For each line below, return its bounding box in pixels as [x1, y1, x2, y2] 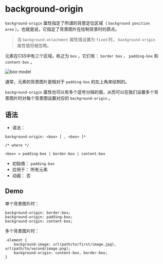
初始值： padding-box [12, 160, 55, 166]
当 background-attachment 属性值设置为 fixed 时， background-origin [17, 36, 156, 42]
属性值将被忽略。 [17, 42, 52, 48]
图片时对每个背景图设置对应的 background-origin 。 [9, 95, 113, 101]
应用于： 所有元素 [12, 166, 48, 172]
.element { [5, 237, 27, 243]
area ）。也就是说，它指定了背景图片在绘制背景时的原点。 [5, 26, 120, 32]
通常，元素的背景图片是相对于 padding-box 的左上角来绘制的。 [5, 79, 130, 85]
